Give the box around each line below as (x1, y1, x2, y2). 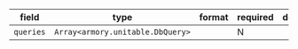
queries (13, 27, 46, 37)
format (199, 11, 229, 23)
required (237, 11, 274, 23)
